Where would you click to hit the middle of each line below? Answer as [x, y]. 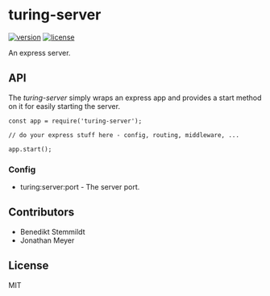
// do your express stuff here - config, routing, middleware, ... [124, 135]
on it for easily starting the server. [64, 106]
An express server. [39, 52]
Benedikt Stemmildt [52, 231]
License [29, 266]
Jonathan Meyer [47, 240]
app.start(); [30, 149]
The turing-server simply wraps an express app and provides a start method [135, 98]
